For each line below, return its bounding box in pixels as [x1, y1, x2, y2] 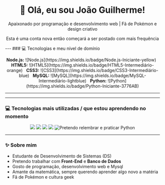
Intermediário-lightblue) [38, 77, 87, 83]
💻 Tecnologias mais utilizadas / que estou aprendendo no [5, 105, 146, 111]
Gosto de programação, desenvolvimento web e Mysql [12, 163, 124, 169]
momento [5, 113, 28, 120]
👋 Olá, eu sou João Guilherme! [19, 4, 146, 16]
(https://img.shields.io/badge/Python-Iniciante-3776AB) [26, 83, 139, 89]
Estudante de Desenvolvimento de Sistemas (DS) [12, 153, 112, 159]
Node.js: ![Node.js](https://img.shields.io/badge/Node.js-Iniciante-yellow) [6, 57, 156, 63]
